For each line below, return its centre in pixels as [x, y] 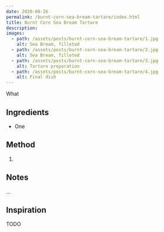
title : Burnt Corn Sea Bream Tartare [52, 22]
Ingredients [28, 112]
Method [21, 145]
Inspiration [26, 210]
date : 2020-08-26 [27, 11]
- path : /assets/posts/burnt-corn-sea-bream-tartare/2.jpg [85, 50]
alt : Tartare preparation [48, 66]
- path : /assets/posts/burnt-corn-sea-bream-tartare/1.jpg [85, 39]
